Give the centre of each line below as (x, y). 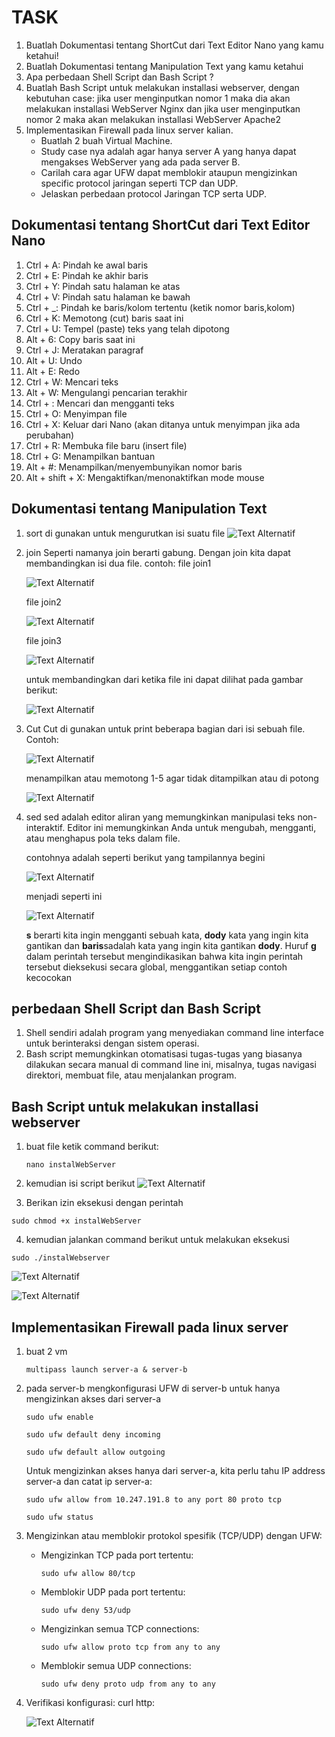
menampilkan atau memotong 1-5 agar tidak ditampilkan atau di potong (172, 778)
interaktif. (45, 827)
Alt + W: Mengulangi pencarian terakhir (106, 392)
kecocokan (48, 977)
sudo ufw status (59, 1517)
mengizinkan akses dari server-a (93, 1399)
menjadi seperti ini (64, 896)
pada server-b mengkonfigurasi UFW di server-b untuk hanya (153, 1388)
